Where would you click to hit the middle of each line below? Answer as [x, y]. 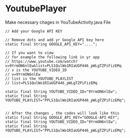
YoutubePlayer [36, 9]
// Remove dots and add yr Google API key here [55, 40]
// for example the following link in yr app [52, 57]
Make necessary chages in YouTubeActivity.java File [58, 22]
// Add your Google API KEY [34, 31]
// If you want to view [29, 53]
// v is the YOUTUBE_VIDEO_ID [36, 70]
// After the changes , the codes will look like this [62, 113]
